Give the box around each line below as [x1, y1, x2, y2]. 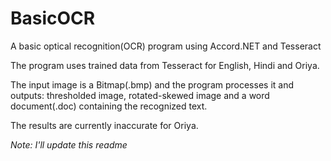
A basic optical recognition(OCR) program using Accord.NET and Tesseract [10, 40, 322, 52]
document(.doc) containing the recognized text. [10, 100, 208, 112]
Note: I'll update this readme [10, 138, 128, 151]
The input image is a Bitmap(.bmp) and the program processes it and [10, 78, 294, 91]
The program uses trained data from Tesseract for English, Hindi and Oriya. [10, 59, 320, 71]
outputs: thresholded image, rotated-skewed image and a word [10, 89, 270, 101]
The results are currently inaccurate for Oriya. [10, 119, 199, 131]
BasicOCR [10, 7, 96, 30]
